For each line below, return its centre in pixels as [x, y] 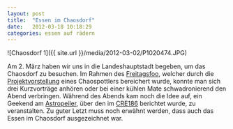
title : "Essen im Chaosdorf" [51, 20]
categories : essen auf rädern [51, 33]
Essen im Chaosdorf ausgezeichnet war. [65, 119]
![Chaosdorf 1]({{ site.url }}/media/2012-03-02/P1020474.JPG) [97, 53]
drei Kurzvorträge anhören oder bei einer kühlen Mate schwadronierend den [117, 89]
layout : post [26, 14]
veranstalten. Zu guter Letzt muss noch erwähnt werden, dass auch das [111, 111]
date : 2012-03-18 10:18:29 [50, 26]
